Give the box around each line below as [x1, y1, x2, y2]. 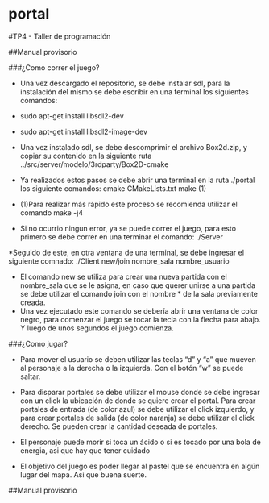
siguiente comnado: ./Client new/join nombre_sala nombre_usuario [8, 256, 230, 266]
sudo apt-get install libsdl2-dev [19, 110, 125, 121]
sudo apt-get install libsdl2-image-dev [19, 127, 147, 136]
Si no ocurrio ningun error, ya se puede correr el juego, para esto [19, 223, 236, 233]
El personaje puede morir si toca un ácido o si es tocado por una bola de [19, 437, 262, 447]
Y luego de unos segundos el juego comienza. [19, 323, 175, 333]
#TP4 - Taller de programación [8, 31, 111, 41]
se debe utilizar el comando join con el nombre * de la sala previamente [19, 289, 258, 298]
